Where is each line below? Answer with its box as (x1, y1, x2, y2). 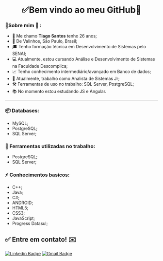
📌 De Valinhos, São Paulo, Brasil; (12, 38, 78, 44)
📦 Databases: (5, 107, 40, 114)
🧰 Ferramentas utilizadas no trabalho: (5, 143, 96, 149)
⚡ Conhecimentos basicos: (5, 171, 70, 178)
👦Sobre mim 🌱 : (5, 22, 42, 29)
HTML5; (12, 205, 29, 211)
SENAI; (12, 51, 27, 56)
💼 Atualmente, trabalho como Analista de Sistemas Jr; (12, 75, 120, 82)
